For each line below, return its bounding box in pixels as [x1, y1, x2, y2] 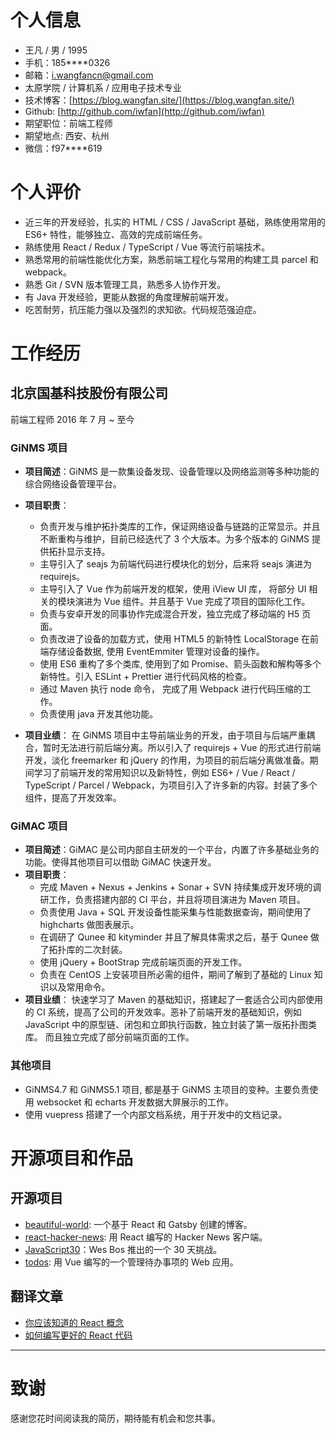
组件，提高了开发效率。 [24, 792, 122, 804]
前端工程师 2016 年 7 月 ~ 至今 [10, 413, 135, 425]
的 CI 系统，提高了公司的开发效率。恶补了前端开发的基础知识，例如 [24, 1006, 302, 1018]
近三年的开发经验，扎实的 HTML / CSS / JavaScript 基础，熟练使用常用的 [24, 216, 326, 228]
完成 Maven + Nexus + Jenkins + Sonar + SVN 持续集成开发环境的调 [39, 881, 322, 893]
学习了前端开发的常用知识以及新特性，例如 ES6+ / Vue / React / [33, 767, 296, 779]
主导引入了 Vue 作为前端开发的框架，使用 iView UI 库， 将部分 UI [39, 583, 307, 595]
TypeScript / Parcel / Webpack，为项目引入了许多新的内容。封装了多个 [24, 779, 318, 791]
